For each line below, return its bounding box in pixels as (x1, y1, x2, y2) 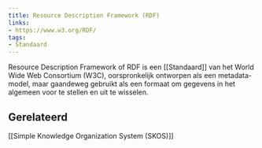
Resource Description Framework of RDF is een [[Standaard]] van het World (8, 62, 254, 72)
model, (8, 80, 31, 89)
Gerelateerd (8, 110, 68, 124)
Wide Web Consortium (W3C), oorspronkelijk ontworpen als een (8, 71, 216, 80)
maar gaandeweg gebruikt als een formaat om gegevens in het (31, 80, 236, 89)
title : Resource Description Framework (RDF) (8, 11, 160, 20)
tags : (8, 33, 26, 42)
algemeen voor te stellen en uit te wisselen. (8, 87, 149, 97)
